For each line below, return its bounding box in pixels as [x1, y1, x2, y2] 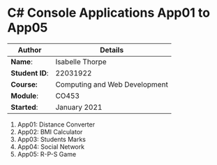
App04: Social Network [17, 142, 85, 151]
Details [100, 45, 124, 55]
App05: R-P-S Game [17, 150, 77, 158]
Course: [10, 79, 38, 89]
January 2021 [55, 102, 103, 112]
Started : [10, 102, 38, 112]
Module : [10, 91, 38, 101]
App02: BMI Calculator [17, 127, 83, 136]
